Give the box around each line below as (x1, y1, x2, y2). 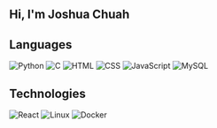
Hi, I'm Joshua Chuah (9, 7, 130, 22)
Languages (9, 37, 73, 52)
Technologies (9, 86, 87, 101)
